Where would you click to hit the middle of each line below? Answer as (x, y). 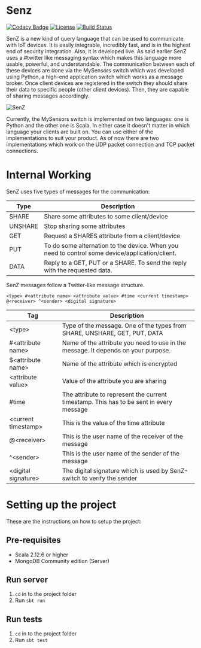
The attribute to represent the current (115, 394)
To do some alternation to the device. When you (111, 245)
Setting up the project (61, 505)
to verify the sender (109, 478)
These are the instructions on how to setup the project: (74, 521)
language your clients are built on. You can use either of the (80, 132)
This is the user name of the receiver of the (123, 436)
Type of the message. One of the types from (124, 325)
